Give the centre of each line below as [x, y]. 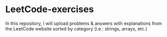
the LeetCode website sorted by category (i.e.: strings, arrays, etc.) [76, 28]
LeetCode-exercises [50, 9]
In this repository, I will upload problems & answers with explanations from [84, 23]
